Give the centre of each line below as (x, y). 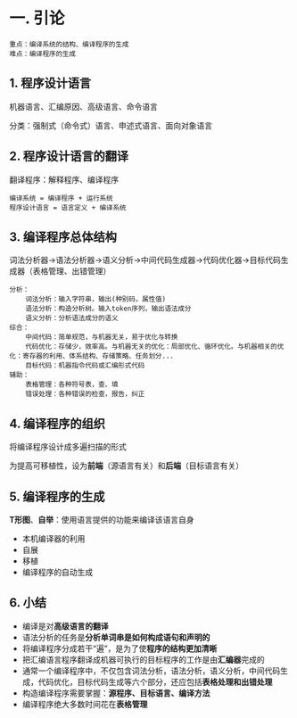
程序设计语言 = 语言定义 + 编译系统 (68, 207)
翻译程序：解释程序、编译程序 (64, 179)
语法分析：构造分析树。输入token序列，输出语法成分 (108, 309)
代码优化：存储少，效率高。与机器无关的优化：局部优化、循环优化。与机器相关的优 (155, 347)
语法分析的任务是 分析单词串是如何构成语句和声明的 (116, 637)
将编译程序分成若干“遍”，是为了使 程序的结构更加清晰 (120, 648)
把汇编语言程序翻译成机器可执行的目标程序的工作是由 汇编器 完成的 (143, 659)
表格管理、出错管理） (72, 271)
